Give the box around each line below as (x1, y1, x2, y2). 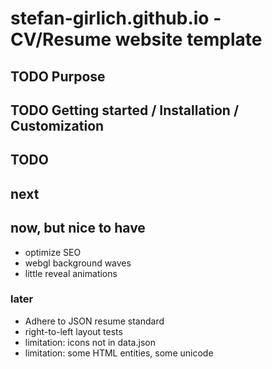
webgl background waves (24, 257, 132, 269)
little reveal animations (24, 267, 118, 279)
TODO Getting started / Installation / (10, 102, 240, 119)
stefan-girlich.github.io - (10, 7, 222, 30)
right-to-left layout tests (24, 325, 123, 337)
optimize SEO (24, 246, 82, 258)
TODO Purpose (10, 68, 106, 85)
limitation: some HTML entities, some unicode (24, 347, 214, 359)
